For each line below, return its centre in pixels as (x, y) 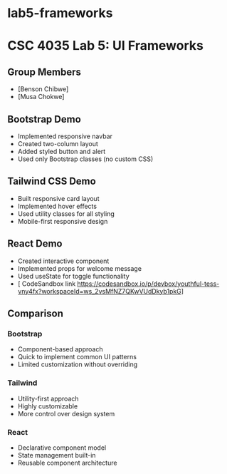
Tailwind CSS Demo (52, 181)
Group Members (44, 72)
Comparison (36, 314)
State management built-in (57, 455)
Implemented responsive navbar (65, 136)
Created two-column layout (58, 144)
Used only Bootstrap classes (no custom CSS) (85, 159)
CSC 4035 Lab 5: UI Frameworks (106, 46)
